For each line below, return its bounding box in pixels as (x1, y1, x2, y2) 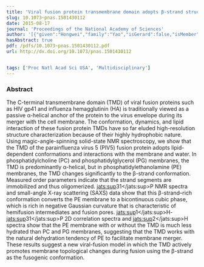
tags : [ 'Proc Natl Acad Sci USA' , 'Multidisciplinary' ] (6, 64, 151, 71)
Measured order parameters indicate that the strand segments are (6, 176, 172, 183)
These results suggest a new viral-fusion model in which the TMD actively (6, 241, 192, 248)
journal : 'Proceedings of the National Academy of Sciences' (6, 26, 165, 32)
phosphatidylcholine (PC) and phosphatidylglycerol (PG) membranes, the (6, 156, 189, 164)
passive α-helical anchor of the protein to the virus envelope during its (6, 111, 182, 119)
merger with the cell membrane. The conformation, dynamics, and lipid (6, 118, 184, 125)
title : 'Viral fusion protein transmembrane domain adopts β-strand (6, 9, 183, 15)
